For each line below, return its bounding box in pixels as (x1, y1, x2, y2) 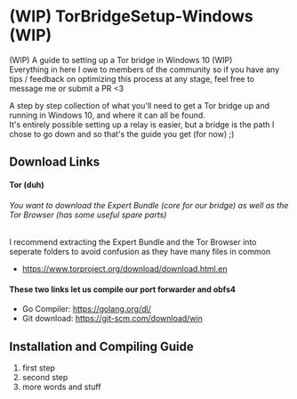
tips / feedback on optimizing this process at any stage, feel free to (9, 73, 255, 84)
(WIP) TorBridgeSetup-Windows (9, 6, 253, 27)
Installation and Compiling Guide (9, 338, 194, 354)
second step (21, 372, 68, 383)
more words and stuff (21, 381, 101, 393)
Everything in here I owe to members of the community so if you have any (9, 64, 280, 75)
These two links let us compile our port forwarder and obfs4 (9, 283, 236, 295)
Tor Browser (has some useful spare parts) (9, 209, 167, 220)
